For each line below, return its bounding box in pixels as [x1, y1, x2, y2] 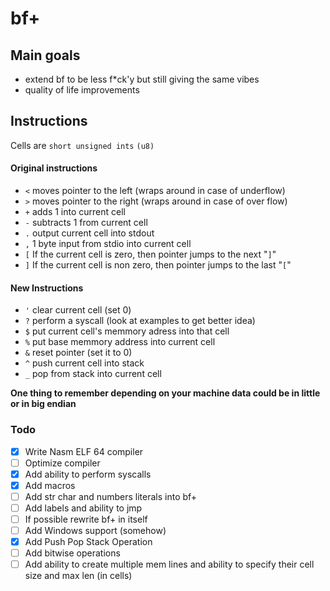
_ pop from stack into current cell [24, 368, 162, 380]
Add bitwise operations [24, 547, 121, 559]
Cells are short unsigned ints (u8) [10, 139, 155, 151]
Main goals [10, 47, 81, 64]
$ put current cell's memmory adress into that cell [24, 325, 230, 337]
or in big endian [10, 398, 77, 410]
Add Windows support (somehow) [24, 524, 167, 536]
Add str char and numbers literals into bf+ [24, 490, 198, 502]
